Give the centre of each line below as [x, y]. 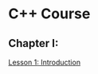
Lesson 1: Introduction [45, 62]
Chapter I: [33, 43]
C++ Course [49, 14]
